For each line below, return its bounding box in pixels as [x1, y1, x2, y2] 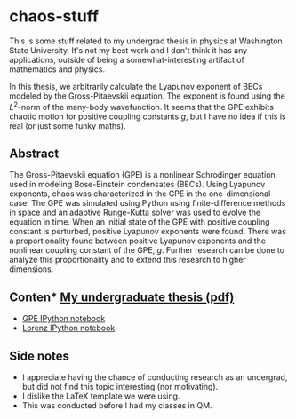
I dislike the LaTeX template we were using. [21, 391, 180, 401]
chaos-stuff [9, 6, 100, 27]
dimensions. [9, 264, 54, 274]
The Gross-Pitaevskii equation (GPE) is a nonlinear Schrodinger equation [9, 170, 276, 180]
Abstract [9, 146, 60, 161]
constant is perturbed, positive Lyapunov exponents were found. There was [9, 226, 287, 237]
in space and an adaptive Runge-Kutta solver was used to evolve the [9, 207, 260, 218]
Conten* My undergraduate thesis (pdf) [9, 289, 235, 304]
